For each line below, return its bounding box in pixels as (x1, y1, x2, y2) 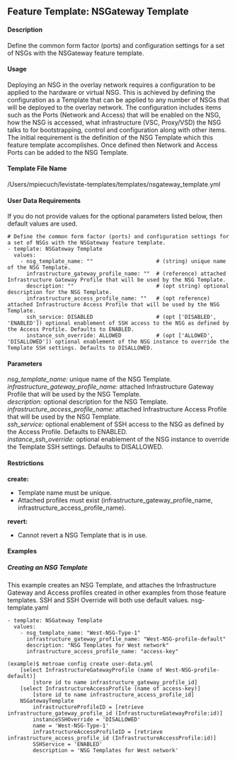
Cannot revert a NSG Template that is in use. (17, 530, 147, 539)
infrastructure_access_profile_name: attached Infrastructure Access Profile (7, 405, 227, 414)
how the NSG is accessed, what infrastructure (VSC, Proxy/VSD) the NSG (7, 118, 221, 127)
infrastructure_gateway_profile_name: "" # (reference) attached (25, 270, 226, 278)
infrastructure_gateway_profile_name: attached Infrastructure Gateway (7, 382, 214, 391)
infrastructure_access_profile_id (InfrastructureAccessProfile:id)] (7, 735, 217, 742)
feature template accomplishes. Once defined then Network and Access (7, 141, 218, 149)
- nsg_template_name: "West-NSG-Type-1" (20, 629, 141, 637)
